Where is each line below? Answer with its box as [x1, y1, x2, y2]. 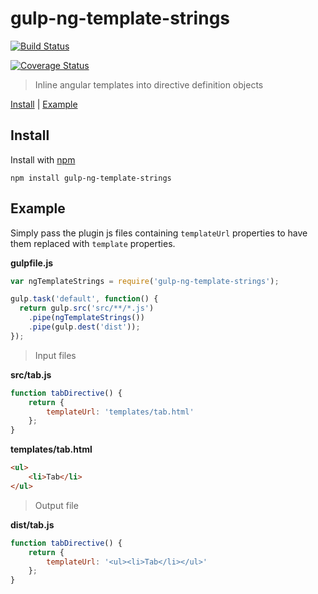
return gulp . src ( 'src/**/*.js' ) [19, 303, 155, 314]
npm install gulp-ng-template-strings [10, 173, 172, 183]
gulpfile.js [10, 257, 54, 269]
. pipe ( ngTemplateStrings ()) [28, 313, 145, 323]
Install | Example [10, 98, 78, 110]
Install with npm [10, 153, 76, 166]
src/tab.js [10, 368, 52, 381]
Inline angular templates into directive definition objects [34, 78, 264, 91]
